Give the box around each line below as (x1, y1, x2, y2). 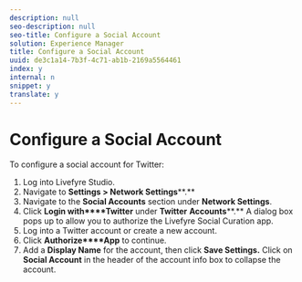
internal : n (9, 73, 55, 82)
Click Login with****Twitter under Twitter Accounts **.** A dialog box (22, 206, 294, 217)
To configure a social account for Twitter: (9, 159, 164, 170)
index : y (9, 65, 43, 74)
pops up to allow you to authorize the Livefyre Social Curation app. (22, 215, 274, 226)
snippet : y (9, 81, 51, 90)
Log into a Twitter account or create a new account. (22, 225, 217, 236)
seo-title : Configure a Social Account (9, 30, 161, 39)
